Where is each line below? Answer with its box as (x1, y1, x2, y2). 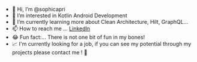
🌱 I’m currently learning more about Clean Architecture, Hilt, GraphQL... (11, 18, 189, 25)
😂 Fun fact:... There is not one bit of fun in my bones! (11, 33, 145, 41)
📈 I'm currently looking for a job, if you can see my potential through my (11, 41, 192, 47)
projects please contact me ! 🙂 (11, 49, 88, 56)
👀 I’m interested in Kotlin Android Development (11, 12, 127, 19)
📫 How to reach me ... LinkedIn (11, 25, 91, 32)
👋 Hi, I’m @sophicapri (11, 6, 65, 13)
